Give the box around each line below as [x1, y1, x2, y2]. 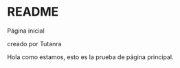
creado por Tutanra [7, 39, 62, 48]
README [7, 4, 59, 20]
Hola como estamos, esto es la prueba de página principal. [7, 52, 174, 61]
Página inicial [7, 27, 45, 35]
